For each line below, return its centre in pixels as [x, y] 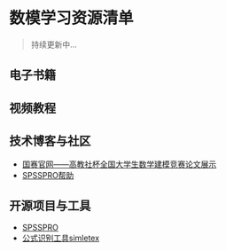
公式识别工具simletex [61, 238]
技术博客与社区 [50, 141]
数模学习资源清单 [72, 18]
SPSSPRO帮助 [48, 175]
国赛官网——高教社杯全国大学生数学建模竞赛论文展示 [119, 164]
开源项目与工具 [50, 205]
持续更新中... [54, 44]
